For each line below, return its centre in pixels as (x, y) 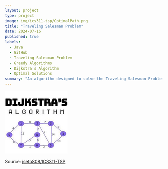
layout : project (22, 10)
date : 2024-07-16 (23, 32)
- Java (16, 47)
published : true (22, 37)
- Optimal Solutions (31, 74)
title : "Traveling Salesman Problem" (44, 26)
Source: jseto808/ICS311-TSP (35, 161)
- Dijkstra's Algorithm (34, 68)
